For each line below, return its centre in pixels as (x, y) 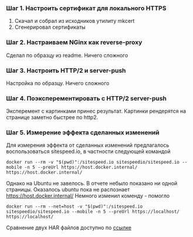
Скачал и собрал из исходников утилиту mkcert (75, 21)
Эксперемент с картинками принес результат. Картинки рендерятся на (96, 111)
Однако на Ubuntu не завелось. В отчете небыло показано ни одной (92, 184)
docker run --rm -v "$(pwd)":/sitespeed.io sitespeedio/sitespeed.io (93, 162)
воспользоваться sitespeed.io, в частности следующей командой (88, 151)
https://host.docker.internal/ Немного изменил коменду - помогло (88, 196)
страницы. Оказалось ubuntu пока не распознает (68, 189)
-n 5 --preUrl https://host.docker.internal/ (81, 167)
